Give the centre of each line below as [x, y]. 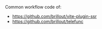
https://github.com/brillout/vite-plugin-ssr [54, 16]
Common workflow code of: [33, 7]
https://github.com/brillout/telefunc [48, 22]
